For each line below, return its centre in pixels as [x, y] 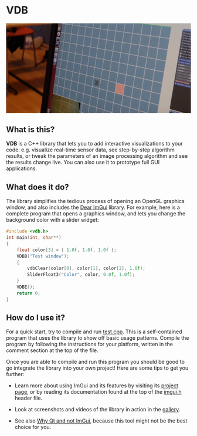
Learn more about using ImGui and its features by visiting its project [96, 386]
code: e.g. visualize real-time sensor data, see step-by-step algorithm [90, 150]
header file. [28, 398]
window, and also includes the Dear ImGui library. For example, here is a [93, 207]
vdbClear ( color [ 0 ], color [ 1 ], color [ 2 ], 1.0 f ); [86, 268]
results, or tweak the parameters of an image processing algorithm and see [97, 156]
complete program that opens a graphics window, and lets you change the [96, 214]
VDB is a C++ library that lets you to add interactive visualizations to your [94, 144]
